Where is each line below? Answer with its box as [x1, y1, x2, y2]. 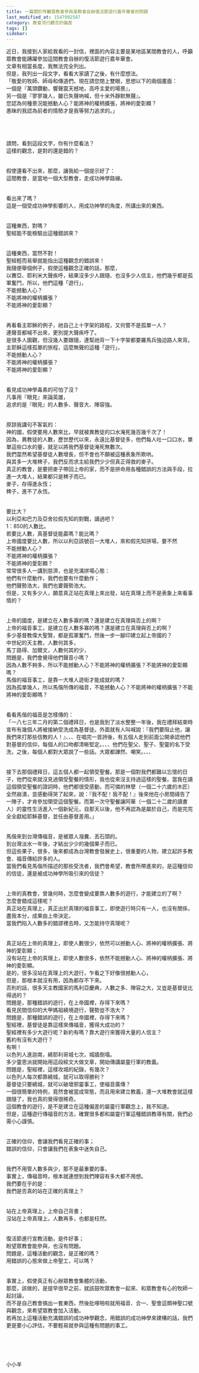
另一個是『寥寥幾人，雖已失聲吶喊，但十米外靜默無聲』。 [6, 93, 144, 100]
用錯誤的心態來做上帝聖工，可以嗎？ [6, 1257, 95, 1264]
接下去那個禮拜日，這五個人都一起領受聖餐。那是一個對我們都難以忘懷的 [6, 768, 182, 775]
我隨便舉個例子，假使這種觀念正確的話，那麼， [6, 265, 120, 272]
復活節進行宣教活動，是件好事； [6, 1235, 84, 1242]
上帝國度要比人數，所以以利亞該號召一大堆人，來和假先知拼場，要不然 [6, 538, 178, 545]
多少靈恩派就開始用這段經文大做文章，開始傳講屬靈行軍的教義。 [6, 1058, 162, 1066]
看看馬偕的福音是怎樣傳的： [6, 711, 74, 718]
